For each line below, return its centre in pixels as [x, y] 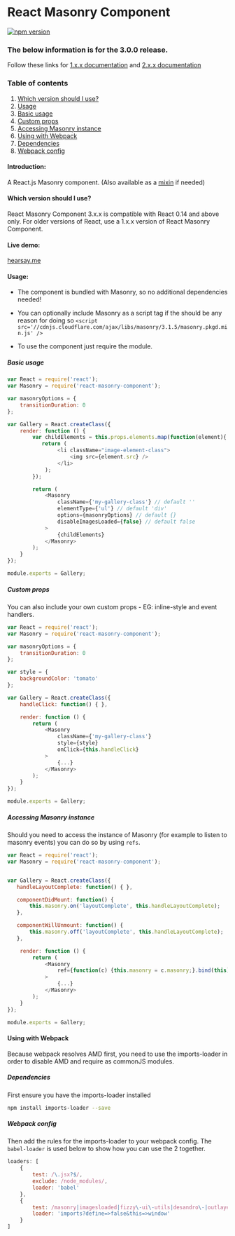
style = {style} [78, 743]
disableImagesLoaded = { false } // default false [126, 522]
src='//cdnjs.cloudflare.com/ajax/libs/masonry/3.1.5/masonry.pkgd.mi [122, 327]
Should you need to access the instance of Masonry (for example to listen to [117, 835]
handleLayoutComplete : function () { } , [74, 887]
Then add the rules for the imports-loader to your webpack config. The [109, 1141]
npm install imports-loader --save [59, 1108]
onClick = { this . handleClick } [98, 750]
